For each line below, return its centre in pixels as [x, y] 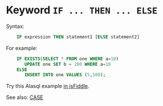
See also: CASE [25, 97]
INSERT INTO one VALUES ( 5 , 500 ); [65, 75]
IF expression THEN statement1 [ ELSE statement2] [78, 37]
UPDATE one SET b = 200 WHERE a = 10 [67, 64]
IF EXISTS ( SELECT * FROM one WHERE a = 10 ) [67, 59]
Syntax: [15, 26]
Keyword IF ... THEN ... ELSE [82, 10]
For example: [22, 48]
